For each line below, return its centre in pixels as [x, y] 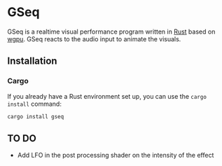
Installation [32, 61]
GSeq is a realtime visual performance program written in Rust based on [111, 32]
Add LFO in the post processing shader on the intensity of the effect [116, 155]
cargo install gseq [36, 116]
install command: [34, 104]
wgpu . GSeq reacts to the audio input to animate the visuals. [94, 39]
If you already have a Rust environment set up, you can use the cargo [107, 96]
